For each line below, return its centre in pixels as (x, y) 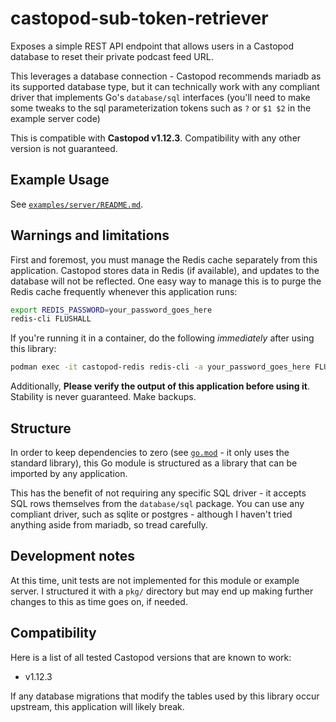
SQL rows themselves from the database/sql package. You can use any (157, 503)
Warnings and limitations (90, 235)
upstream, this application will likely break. (97, 706)
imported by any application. (69, 473)
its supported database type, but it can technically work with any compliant (165, 86)
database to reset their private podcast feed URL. (112, 56)
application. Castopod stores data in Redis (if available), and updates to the (165, 270)
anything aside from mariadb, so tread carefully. (109, 525)
